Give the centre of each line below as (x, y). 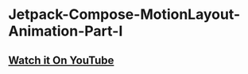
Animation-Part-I (66, 31)
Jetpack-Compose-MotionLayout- (124, 15)
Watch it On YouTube (61, 60)
